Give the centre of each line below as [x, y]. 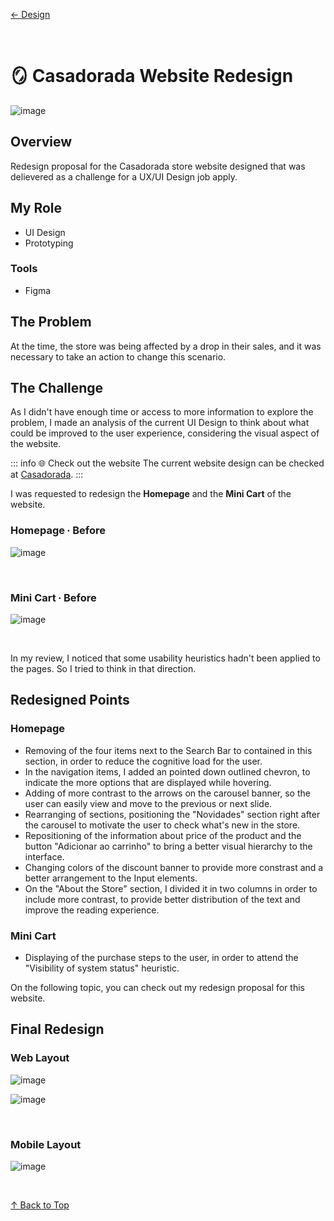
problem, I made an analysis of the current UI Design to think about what [160, 423]
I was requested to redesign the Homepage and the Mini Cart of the [151, 494]
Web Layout [40, 1058]
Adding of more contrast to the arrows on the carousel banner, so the [167, 793]
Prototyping [49, 243]
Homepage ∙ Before [58, 531]
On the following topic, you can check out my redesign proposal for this [157, 988]
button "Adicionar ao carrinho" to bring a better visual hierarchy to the [168, 846]
